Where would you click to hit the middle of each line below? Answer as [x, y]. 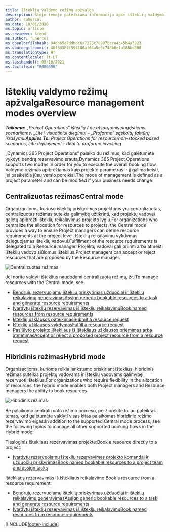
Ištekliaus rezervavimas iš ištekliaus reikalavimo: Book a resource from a [80, 478]
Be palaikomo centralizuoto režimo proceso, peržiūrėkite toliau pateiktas [80, 410]
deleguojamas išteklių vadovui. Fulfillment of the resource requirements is [81, 241]
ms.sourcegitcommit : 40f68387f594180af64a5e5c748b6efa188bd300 [73, 48]
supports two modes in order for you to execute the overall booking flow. [81, 164]
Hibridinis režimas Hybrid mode [55, 357]
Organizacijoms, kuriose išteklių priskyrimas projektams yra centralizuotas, [83, 208]
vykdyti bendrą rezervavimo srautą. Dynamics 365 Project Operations [77, 159]
